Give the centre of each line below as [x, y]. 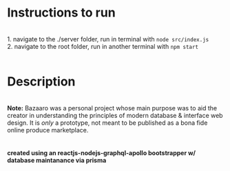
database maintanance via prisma [57, 161]
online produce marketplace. [48, 130]
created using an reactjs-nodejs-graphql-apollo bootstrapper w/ [102, 153]
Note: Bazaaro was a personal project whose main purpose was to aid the [112, 108]
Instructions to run [61, 13]
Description [41, 82]
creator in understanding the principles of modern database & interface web [115, 115]
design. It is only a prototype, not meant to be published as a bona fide [107, 123]
